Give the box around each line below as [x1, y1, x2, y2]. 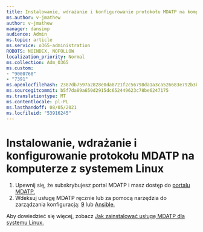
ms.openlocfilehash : [6, 82, 59, 88]
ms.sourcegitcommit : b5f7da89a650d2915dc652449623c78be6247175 [6, 88, 169, 94]
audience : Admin [6, 31, 47, 37]
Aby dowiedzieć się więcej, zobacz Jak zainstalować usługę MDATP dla [6, 213, 185, 220]
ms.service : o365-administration [6, 43, 91, 49]
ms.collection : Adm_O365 [6, 59, 69, 65]
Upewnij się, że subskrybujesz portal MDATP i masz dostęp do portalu [14, 182, 190, 189]
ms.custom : [6, 65, 34, 71]
